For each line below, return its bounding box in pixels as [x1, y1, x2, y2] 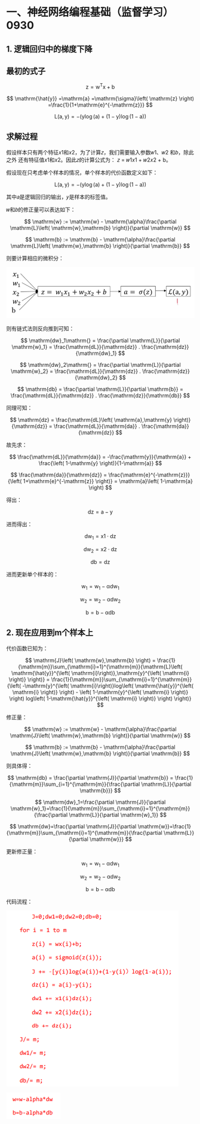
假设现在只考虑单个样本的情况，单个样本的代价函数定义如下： [6, 169, 158, 176]
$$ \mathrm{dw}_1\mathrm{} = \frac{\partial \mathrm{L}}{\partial [20, 336, 180, 344]
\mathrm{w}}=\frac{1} [137, 822, 191, 830]
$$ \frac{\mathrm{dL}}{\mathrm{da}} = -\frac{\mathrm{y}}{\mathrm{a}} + [9, 453, 192, 460]
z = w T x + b [85, 82, 115, 90]
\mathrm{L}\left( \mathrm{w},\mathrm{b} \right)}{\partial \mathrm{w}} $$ [10, 224, 191, 231]
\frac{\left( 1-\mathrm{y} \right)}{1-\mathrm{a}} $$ [38, 459, 162, 467]
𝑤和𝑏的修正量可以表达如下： [6, 206, 76, 213]
